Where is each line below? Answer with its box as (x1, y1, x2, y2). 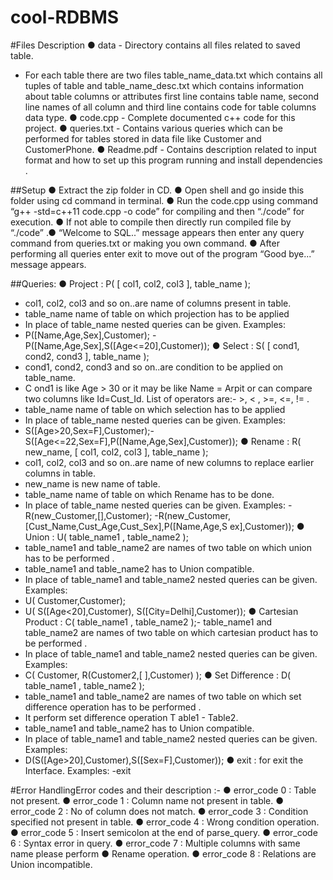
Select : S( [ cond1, (222, 339, 300, 351)
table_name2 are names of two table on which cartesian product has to (24, 626, 319, 638)
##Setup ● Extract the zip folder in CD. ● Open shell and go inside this (10, 184, 305, 196)
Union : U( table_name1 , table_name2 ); (24, 531, 189, 543)
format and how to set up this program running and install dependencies (24, 154, 323, 166)
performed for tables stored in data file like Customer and (24, 132, 262, 145)
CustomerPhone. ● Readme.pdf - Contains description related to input (24, 143, 317, 155)
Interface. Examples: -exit (24, 764, 132, 776)
